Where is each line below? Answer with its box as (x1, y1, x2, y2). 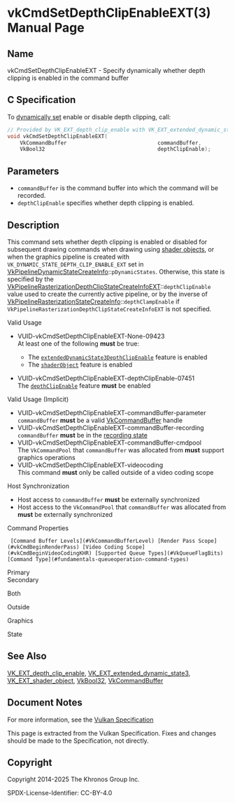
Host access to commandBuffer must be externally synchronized (17, 495, 200, 504)
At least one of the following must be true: (17, 339, 140, 348)
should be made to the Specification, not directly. (7, 736, 149, 745)
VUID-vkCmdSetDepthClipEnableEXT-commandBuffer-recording (17, 423, 204, 432)
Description (7, 219, 59, 231)
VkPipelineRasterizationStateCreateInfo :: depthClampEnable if (7, 297, 180, 306)
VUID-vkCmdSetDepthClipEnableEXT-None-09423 (17, 332, 165, 340)
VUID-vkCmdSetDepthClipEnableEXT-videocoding (17, 461, 163, 469)
